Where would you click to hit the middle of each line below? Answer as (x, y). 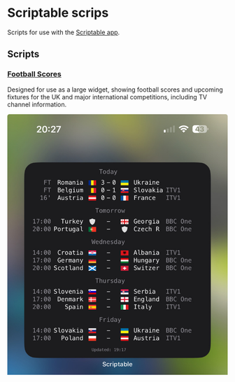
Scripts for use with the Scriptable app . (64, 32)
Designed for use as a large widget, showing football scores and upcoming (115, 90)
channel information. (37, 104)
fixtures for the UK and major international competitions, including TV (107, 97)
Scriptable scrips (58, 13)
